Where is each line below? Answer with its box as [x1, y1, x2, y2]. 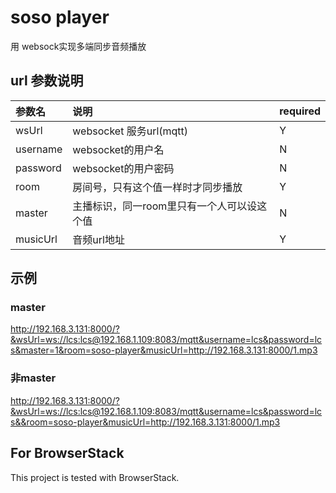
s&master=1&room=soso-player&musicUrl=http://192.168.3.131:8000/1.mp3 [10, 344, 318, 356]
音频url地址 [72, 232, 125, 246]
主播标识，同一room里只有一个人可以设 [72, 199, 258, 213]
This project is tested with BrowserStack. [10, 471, 180, 483]
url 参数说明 [10, 72, 84, 90]
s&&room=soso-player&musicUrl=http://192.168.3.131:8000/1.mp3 [10, 416, 281, 428]
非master [10, 371, 57, 385]
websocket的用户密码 [72, 161, 175, 175]
